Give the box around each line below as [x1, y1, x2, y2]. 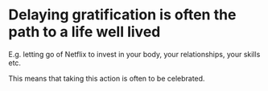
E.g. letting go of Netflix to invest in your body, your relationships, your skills [8, 49, 261, 59]
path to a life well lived [8, 23, 161, 41]
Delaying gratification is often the [8, 6, 237, 24]
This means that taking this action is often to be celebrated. [8, 73, 205, 83]
